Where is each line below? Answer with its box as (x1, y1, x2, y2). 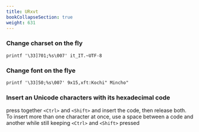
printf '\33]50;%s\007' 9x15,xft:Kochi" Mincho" (6, 79, 129, 86)
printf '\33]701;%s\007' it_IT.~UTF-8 (6, 53, 102, 59)
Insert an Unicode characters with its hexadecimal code (6, 93, 170, 101)
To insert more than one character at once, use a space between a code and (6, 113, 194, 120)
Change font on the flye (6, 66, 76, 75)
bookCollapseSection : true (6, 14, 73, 20)
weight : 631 (6, 20, 36, 25)
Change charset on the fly (6, 39, 83, 47)
